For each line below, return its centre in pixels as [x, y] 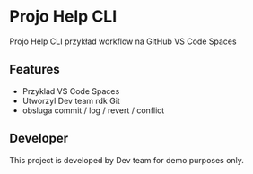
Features [35, 70]
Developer [39, 139]
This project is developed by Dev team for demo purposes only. [127, 160]
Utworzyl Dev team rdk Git [71, 100]
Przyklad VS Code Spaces [71, 91]
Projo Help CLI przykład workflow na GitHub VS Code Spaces [123, 41]
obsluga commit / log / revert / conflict [93, 110]
